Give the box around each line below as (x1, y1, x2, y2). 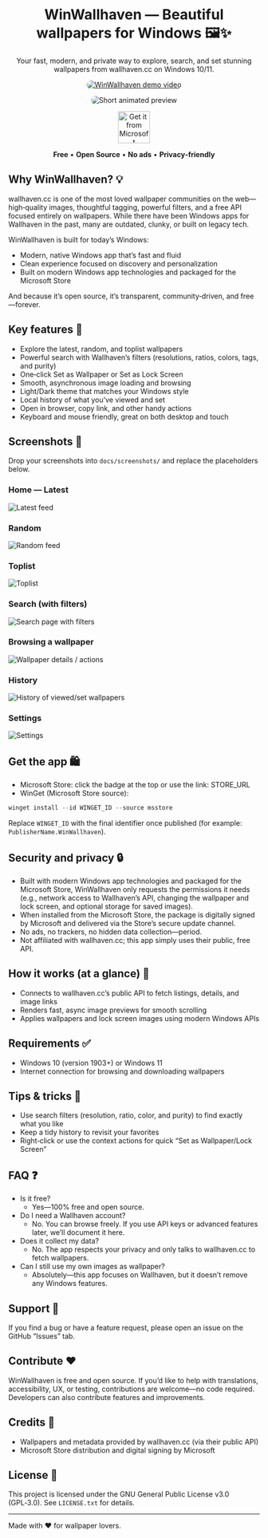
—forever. (8, 299, 41, 309)
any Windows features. (31, 1279, 108, 1288)
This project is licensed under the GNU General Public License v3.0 (8, 1489, 230, 1499)
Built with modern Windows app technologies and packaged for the (19, 876, 242, 885)
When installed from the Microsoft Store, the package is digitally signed (19, 909, 255, 919)
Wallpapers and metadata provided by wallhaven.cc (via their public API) (19, 1437, 259, 1446)
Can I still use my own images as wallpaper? (19, 1262, 165, 1272)
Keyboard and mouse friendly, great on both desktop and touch (19, 412, 229, 421)
